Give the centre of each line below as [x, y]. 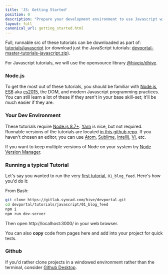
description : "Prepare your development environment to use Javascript [81, 19]
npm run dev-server [25, 214]
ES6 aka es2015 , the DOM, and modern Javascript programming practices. [82, 92]
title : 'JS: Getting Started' [37, 10]
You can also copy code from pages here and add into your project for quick [84, 233]
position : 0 [17, 14]
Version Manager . [23, 152]
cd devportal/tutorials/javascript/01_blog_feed [57, 204]
